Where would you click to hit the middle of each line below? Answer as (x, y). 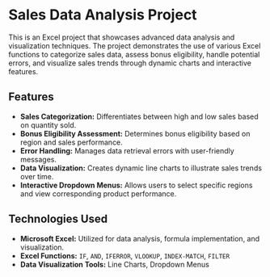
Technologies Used (58, 219)
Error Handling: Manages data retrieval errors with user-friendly (127, 150)
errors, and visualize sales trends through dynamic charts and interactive (130, 63)
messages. (38, 159)
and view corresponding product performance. (98, 193)
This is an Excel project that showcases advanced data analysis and (122, 37)
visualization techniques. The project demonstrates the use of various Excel (135, 45)
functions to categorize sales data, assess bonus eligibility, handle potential (134, 54)
